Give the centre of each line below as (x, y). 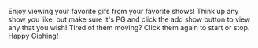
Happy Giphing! (33, 36)
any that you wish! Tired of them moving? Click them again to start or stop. (129, 27)
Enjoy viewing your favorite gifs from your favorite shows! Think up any (123, 11)
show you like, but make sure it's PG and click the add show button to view (129, 19)
